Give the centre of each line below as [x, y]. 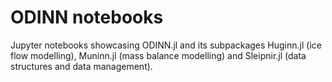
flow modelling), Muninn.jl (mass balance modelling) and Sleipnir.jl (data [158, 55]
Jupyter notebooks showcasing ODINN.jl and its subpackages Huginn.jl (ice [166, 45]
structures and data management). [81, 66]
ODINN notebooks [87, 17]
